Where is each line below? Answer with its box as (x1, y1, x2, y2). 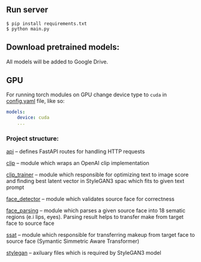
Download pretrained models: (6, 42, 120, 53)
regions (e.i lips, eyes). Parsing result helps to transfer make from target (6, 214, 184, 221)
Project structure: (6, 134, 59, 142)
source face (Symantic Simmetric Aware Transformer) (6, 237, 140, 245)
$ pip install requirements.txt (6, 20, 87, 26)
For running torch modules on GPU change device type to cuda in (6, 91, 167, 98)
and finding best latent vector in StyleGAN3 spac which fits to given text (6, 178, 185, 185)
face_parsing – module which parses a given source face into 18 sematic (6, 207, 186, 214)
